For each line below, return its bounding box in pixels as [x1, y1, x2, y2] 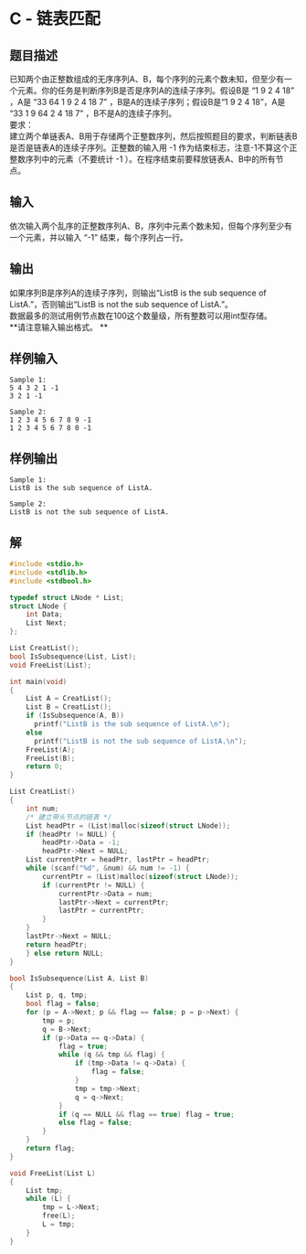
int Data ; [26, 610, 64, 619]
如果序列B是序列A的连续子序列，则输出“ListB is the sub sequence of [9, 287, 267, 298]
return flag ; [26, 1144, 76, 1153]
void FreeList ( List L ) [9, 1168, 96, 1178]
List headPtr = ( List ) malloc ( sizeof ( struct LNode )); [26, 820, 231, 831]
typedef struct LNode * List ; [9, 593, 125, 602]
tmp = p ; [42, 1016, 76, 1025]
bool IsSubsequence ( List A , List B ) [9, 973, 149, 983]
